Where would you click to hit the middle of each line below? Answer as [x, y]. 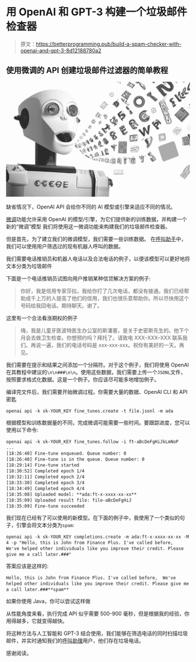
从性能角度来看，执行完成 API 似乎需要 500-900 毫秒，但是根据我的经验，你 [98, 613]
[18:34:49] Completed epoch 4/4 [45, 488]
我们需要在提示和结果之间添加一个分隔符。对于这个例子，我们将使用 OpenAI [98, 365]
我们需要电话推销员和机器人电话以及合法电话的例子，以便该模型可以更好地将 [98, 259]
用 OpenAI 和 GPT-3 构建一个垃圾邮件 [97, 12]
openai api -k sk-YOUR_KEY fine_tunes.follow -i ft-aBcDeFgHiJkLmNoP [92, 442]
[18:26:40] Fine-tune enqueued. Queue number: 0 [66, 453]
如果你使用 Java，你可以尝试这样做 [48, 601]
